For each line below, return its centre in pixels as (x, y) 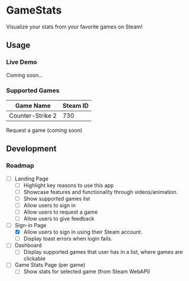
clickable (35, 259)
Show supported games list (57, 198)
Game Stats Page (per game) (50, 265)
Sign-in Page (30, 225)
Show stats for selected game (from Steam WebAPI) (87, 272)
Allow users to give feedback (59, 218)
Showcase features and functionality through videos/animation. (101, 192)
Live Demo (22, 62)
